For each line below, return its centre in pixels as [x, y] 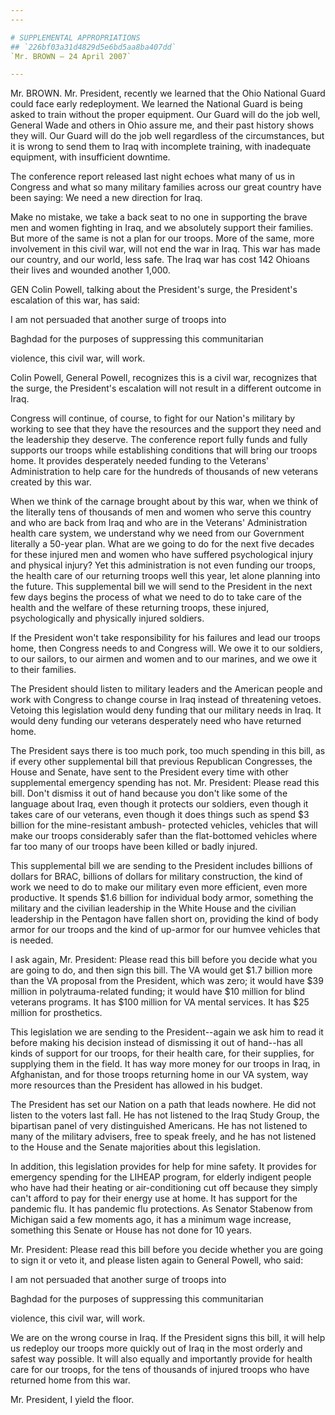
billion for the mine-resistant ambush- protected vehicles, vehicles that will [164, 825]
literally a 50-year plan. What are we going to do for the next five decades [162, 544]
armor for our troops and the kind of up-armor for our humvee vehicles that [165, 930]
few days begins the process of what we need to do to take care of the [156, 597]
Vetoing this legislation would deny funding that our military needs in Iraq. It [166, 710]
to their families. [43, 670]
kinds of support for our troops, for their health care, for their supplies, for [162, 1053]
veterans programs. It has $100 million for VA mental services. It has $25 [160, 1002]
